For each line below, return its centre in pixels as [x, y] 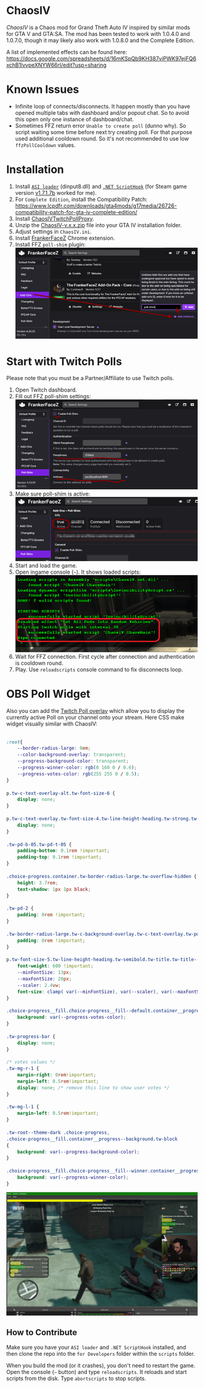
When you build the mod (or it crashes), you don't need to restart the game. [101, 1365]
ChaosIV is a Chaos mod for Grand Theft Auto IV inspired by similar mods [98, 27]
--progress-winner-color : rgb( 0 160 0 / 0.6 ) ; [77, 768]
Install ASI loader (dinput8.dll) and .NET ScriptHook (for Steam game [101, 186]
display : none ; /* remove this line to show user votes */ [93, 1087]
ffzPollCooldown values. [45, 145]
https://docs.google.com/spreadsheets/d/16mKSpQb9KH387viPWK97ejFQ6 [101, 58]
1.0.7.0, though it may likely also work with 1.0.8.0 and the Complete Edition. [100, 40]
